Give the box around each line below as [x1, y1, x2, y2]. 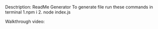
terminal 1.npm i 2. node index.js [5, 9, 71, 15]
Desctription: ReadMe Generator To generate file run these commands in [5, 4, 153, 10]
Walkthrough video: [5, 19, 45, 24]
